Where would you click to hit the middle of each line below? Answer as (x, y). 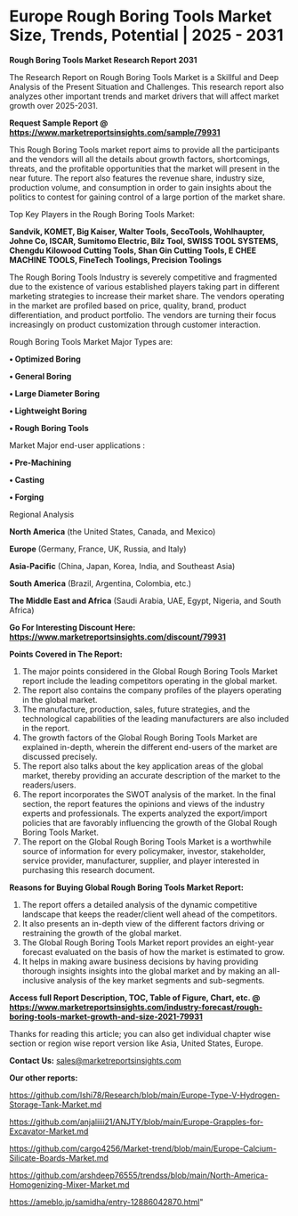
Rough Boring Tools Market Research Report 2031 (103, 60)
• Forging (27, 497)
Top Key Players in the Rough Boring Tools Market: (102, 214)
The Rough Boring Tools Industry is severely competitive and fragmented (143, 277)
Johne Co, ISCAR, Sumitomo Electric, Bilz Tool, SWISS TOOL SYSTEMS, (144, 241)
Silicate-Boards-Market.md (59, 1158)
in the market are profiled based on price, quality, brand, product (128, 306)
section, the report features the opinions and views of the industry (143, 804)
